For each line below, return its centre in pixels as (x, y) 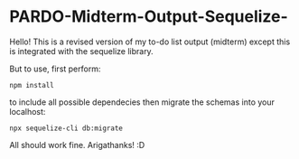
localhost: (28, 111)
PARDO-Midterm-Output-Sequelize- (149, 17)
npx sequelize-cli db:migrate (66, 128)
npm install (32, 85)
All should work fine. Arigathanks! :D (77, 145)
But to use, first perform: (55, 69)
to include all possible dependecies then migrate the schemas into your (142, 102)
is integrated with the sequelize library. (81, 51)
